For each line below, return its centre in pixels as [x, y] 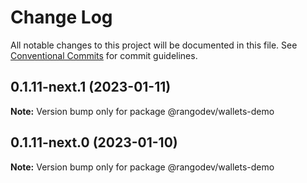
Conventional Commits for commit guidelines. [104, 55]
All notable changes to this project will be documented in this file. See [154, 45]
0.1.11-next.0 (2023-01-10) [94, 142]
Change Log [61, 17]
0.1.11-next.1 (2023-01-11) [91, 87]
